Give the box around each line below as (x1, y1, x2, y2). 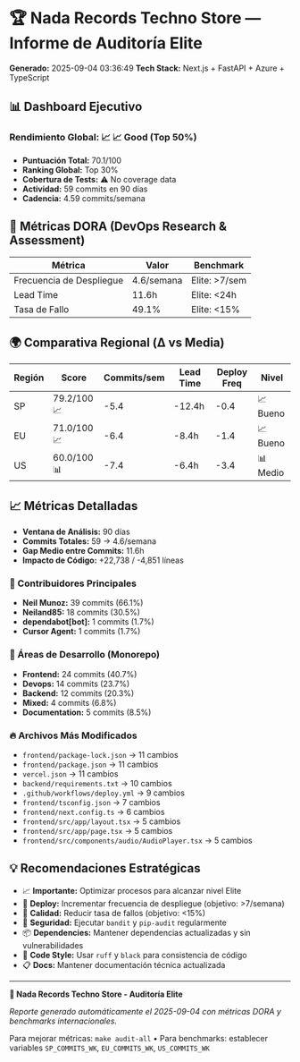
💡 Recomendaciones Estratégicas (9, 861, 201, 876)
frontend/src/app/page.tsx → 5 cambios (21, 825, 173, 836)
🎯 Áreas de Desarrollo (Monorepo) (9, 649, 161, 661)
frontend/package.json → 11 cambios (21, 759, 159, 769)
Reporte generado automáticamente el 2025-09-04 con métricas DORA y (9, 1006, 281, 1016)
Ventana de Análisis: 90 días (21, 526, 131, 538)
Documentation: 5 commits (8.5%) (21, 707, 152, 718)
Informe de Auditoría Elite (9, 33, 204, 54)
